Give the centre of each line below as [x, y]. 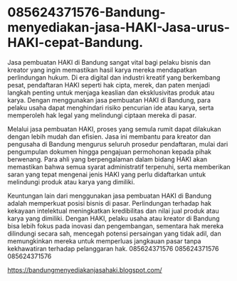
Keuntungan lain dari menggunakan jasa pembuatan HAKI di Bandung [110, 196]
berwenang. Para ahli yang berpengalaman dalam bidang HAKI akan [107, 159]
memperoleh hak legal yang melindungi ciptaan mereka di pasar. [102, 115]
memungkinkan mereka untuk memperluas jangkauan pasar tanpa [104, 241]
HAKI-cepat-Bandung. [75, 43]
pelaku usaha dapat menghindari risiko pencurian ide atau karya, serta [111, 107]
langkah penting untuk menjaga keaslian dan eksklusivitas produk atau [111, 92]
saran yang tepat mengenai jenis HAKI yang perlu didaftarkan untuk [107, 174]
